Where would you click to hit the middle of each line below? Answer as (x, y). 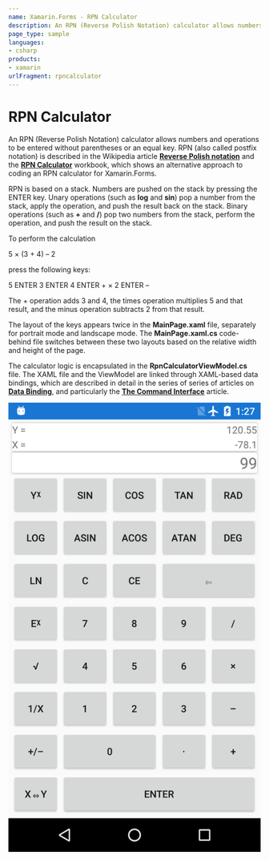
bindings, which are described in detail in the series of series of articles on (131, 383)
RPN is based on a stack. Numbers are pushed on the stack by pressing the (133, 189)
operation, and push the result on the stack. (80, 223)
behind (20, 342)
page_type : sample (39, 34)
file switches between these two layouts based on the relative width (145, 342)
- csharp (23, 51)
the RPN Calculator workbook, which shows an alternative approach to (126, 164)
